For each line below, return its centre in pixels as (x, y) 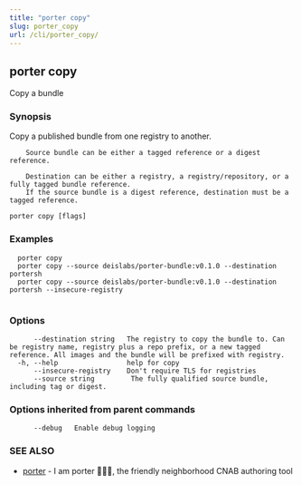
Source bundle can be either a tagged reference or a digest (143, 153)
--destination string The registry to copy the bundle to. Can (159, 339)
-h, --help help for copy (99, 364)
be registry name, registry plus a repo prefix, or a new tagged (135, 347)
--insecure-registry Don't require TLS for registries (145, 371)
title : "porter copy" (50, 18)
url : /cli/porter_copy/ (54, 34)
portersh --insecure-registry (66, 290)
